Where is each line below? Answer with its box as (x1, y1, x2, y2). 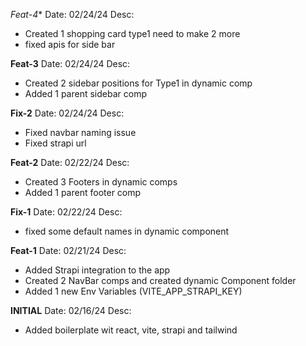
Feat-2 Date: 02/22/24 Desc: (10, 157, 130, 168)
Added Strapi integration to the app (24, 264, 171, 276)
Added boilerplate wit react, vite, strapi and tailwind (24, 324, 238, 336)
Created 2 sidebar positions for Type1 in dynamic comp (24, 77, 253, 89)
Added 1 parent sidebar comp (24, 88, 147, 99)
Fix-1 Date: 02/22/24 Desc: (10, 206, 123, 218)
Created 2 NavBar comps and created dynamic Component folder (24, 275, 297, 286)
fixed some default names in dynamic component (24, 225, 230, 237)
